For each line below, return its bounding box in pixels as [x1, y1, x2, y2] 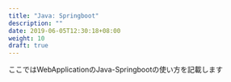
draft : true [8, 42, 48, 50]
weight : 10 [8, 34, 45, 43]
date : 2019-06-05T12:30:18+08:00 [8, 27, 121, 35]
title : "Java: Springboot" [8, 11, 99, 20]
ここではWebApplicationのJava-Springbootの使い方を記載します [8, 65, 224, 75]
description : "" [8, 19, 63, 27]
